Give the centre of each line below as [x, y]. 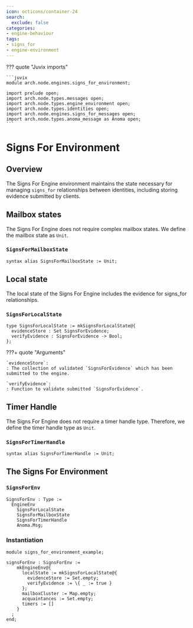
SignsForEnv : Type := [34, 499]
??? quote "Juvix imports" [37, 67]
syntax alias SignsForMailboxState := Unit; [62, 261]
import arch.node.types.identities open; [58, 109]
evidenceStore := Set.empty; [63, 578]
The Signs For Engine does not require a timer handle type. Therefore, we [96, 421]
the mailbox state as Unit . [37, 235]
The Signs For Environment [57, 472]
